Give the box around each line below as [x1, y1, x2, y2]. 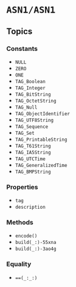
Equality [6, 260, 32, 268]
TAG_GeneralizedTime [15, 162, 67, 168]
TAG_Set [15, 130, 35, 136]
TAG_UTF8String [15, 117, 54, 123]
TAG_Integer [15, 85, 46, 91]
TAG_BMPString [15, 169, 51, 175]
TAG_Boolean [15, 78, 46, 84]
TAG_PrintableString [15, 137, 67, 143]
